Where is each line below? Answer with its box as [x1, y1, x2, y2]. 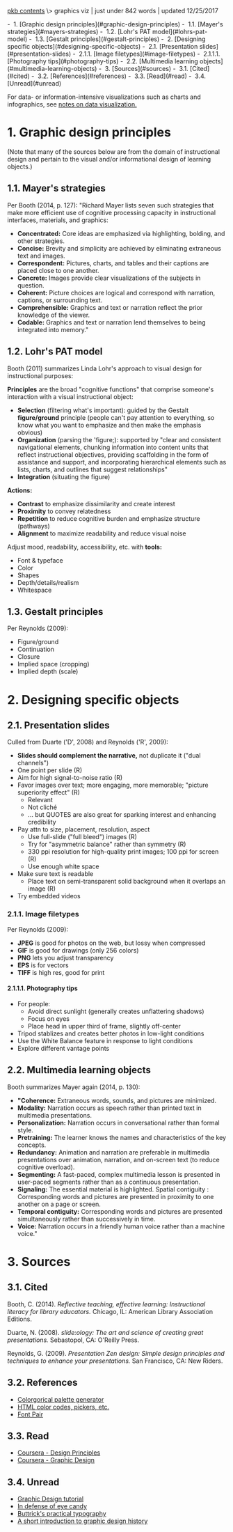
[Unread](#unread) [7, 79, 62, 87]
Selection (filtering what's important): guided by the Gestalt [17, 406, 189, 414]
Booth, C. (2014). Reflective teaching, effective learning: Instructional [7, 1299, 206, 1308]
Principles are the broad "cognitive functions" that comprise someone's [7, 385, 214, 393]
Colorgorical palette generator [17, 1395, 104, 1403]
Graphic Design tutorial [17, 1494, 84, 1503]
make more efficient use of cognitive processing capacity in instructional [7, 208, 216, 217]
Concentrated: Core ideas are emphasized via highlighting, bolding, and [17, 229, 225, 237]
